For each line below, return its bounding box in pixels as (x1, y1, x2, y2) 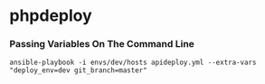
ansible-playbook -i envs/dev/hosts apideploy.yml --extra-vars (9, 58, 257, 68)
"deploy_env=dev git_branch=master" (9, 66, 147, 75)
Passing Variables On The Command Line (9, 38, 194, 51)
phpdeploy (9, 5, 92, 26)
